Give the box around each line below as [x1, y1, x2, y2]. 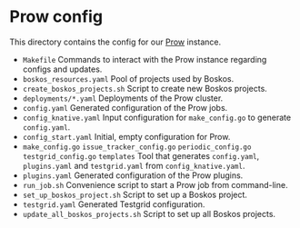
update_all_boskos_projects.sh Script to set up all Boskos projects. [22, 208, 275, 219]
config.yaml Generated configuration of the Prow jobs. [22, 102, 228, 113]
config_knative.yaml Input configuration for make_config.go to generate [22, 112, 292, 123]
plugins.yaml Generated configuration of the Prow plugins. [22, 170, 244, 181]
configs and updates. [22, 64, 103, 74]
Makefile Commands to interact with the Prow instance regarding [22, 54, 267, 64]
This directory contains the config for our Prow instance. [9, 36, 222, 47]
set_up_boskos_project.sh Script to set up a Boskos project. [22, 189, 248, 200]
